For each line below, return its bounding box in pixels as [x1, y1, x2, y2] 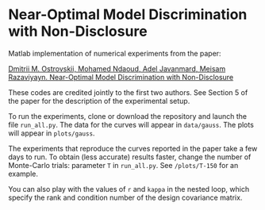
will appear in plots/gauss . [8, 128, 95, 138]
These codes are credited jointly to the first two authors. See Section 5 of [8, 87, 248, 97]
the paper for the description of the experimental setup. [8, 96, 190, 105]
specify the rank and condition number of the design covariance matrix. [8, 193, 243, 202]
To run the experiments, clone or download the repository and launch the [8, 111, 248, 120]
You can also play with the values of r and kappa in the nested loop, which [8, 184, 250, 193]
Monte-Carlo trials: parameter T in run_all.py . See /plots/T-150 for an [8, 160, 239, 170]
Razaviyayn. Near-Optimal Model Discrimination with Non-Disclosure [8, 72, 234, 82]
